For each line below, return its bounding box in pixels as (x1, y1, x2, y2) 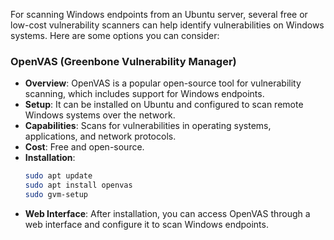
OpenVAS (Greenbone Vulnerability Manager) (10, 54, 237, 68)
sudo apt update (24, 171, 93, 181)
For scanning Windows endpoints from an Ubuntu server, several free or (10, 9, 308, 20)
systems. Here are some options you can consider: (10, 30, 220, 41)
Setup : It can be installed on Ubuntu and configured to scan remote (24, 99, 304, 111)
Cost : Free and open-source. (24, 141, 145, 153)
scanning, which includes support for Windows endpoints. (24, 88, 265, 100)
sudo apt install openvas (24, 180, 133, 191)
